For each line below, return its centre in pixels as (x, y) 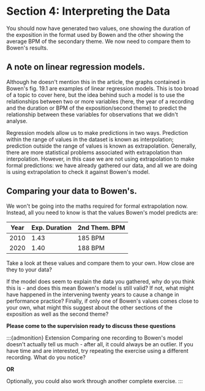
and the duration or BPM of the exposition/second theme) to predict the (96, 108)
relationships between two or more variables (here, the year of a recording (100, 101)
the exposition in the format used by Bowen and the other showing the (95, 34)
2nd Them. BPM (101, 227)
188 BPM (91, 248)
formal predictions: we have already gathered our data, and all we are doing (102, 165)
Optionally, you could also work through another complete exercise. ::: (95, 381)
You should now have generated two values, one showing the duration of (99, 28)
